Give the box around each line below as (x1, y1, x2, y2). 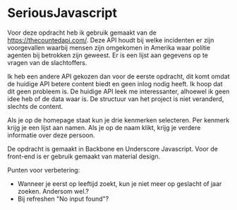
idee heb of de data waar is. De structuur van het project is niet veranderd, (7, 94, 224, 103)
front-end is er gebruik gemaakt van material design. (7, 152, 161, 161)
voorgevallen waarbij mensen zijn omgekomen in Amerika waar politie (7, 43, 210, 52)
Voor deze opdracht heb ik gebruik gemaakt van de (7, 28, 157, 37)
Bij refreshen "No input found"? (17, 194, 109, 203)
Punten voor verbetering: (7, 165, 80, 174)
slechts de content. (7, 102, 63, 110)
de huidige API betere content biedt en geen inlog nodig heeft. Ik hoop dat (7, 79, 223, 88)
